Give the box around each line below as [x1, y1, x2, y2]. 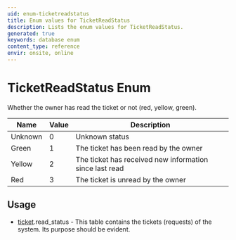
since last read [75, 163, 124, 173]
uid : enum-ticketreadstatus [7, 10, 90, 18]
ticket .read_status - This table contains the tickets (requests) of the [17, 217, 212, 226]
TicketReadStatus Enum [7, 80, 151, 96]
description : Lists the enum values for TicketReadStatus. [7, 23, 184, 30]
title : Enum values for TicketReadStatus [7, 17, 131, 24]
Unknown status [75, 132, 130, 141]
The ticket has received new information [75, 154, 209, 164]
